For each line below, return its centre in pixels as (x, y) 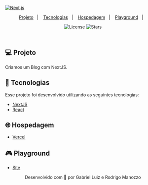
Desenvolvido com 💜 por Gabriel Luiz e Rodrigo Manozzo (83, 177)
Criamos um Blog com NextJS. (36, 67)
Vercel (19, 137)
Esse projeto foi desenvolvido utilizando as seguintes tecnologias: (72, 95)
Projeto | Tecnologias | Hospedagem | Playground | (81, 17)
